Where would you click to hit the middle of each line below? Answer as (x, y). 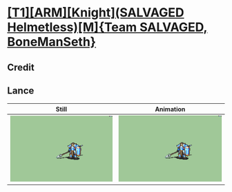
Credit (21, 67)
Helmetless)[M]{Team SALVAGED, (107, 27)
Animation (170, 109)
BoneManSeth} (52, 42)
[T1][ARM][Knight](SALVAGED (96, 13)
